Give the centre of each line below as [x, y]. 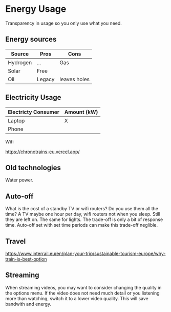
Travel [16, 241]
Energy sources [31, 39]
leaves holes [74, 79]
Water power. [19, 180]
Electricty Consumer [34, 112]
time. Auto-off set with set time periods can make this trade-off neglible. [82, 225]
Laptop [16, 120]
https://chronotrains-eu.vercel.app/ [43, 152]
